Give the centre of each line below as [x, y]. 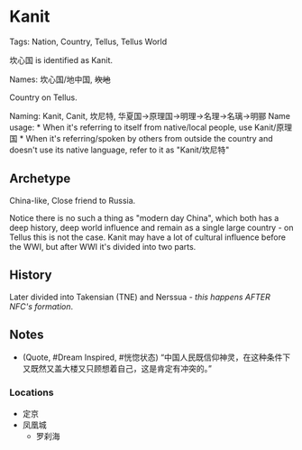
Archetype [40, 179]
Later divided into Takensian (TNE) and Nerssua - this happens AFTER [140, 297]
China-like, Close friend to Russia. [73, 200]
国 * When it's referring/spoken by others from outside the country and [141, 138]
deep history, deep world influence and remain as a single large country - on [151, 227]
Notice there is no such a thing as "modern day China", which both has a [144, 217]
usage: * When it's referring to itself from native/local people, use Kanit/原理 [151, 127]
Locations [32, 392]
